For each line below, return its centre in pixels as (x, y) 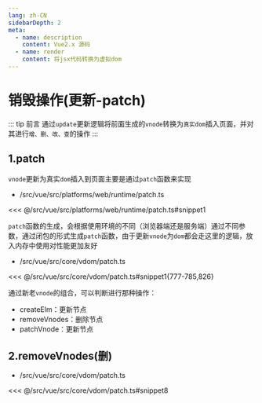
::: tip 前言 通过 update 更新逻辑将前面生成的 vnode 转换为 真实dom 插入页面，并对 (131, 123)
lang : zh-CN (27, 15)
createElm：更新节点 (53, 309)
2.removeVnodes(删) (60, 356)
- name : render (40, 52)
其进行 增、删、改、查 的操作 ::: (53, 134)
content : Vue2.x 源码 (56, 45)
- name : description (49, 37)
